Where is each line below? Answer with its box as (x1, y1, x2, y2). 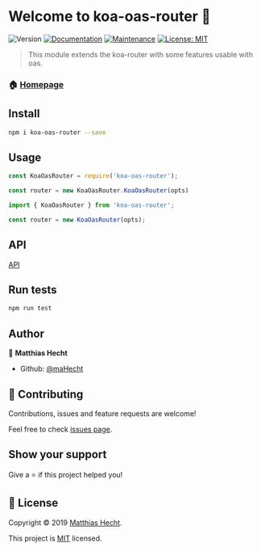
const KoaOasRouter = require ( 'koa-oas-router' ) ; (8, 172, 179, 180)
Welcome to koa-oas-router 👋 (8, 7, 211, 26)
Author (8, 326, 44, 340)
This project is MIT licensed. (8, 533, 102, 543)
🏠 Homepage (8, 78, 64, 90)
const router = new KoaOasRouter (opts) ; (8, 216, 147, 224)
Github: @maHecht (19, 364, 84, 374)
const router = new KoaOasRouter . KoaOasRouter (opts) (8, 187, 189, 195)
